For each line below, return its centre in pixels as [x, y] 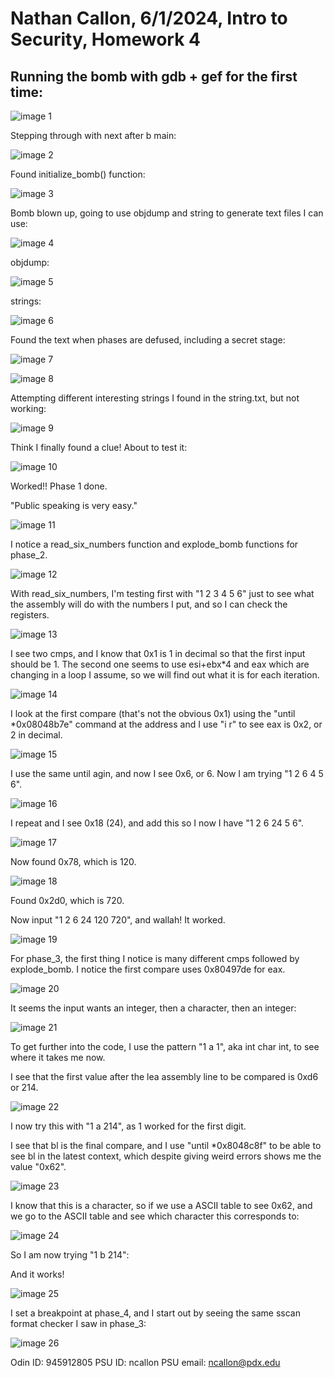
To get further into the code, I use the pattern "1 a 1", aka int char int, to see [165, 1046]
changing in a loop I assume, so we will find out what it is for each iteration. [165, 675]
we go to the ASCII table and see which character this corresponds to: [155, 1216]
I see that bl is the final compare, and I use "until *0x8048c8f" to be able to [166, 1145]
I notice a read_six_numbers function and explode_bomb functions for [154, 544]
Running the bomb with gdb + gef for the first [154, 76]
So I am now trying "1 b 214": [70, 1255]
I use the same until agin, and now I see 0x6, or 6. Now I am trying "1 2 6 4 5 [167, 773]
